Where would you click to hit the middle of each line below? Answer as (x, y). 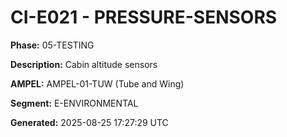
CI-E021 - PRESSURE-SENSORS (144, 17)
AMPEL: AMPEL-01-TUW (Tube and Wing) (97, 83)
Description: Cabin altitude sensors (84, 64)
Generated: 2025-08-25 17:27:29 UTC (89, 122)
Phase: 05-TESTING (52, 45)
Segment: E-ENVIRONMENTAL (74, 103)
